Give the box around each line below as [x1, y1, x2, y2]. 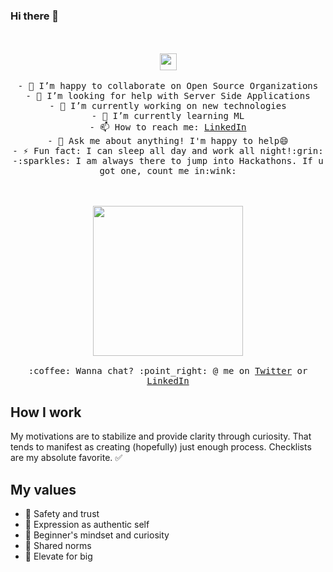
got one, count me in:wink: [99, 165, 237, 177]
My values [10, 481, 77, 498]
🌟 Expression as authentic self [24, 518, 150, 530]
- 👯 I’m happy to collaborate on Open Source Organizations [17, 80, 319, 92]
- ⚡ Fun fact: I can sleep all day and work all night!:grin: [12, 145, 324, 157]
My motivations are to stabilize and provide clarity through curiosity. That [10, 430, 312, 443]
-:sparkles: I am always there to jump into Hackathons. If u [12, 155, 324, 167]
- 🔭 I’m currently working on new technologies [49, 100, 287, 112]
